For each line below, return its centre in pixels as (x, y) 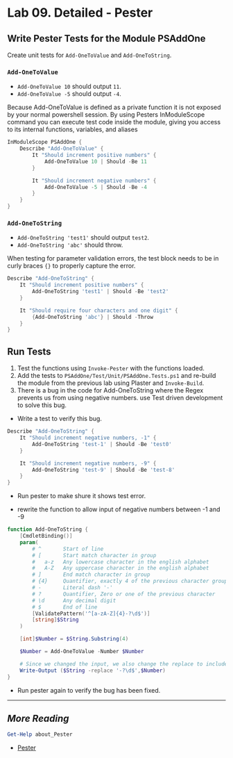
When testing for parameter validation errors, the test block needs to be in (113, 258)
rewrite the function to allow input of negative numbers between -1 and (119, 509)
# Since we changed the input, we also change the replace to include (124, 664)
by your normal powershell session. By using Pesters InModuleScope (106, 115)
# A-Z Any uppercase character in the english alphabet (121, 568)
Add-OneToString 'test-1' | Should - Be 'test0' (102, 444)
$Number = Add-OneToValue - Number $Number (82, 652)
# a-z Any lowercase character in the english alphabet (121, 562)
